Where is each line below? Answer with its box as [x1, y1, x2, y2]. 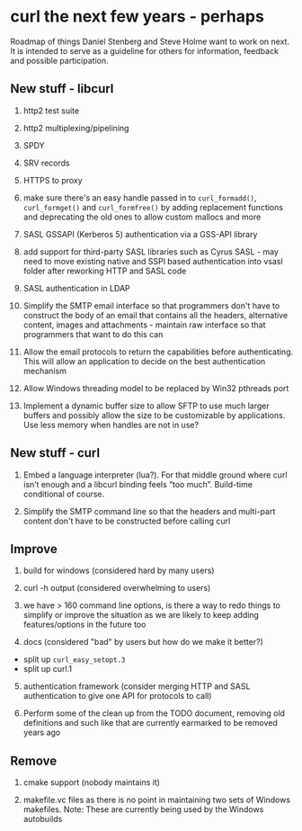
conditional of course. [22, 488, 105, 499]
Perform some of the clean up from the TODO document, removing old [22, 708, 286, 719]
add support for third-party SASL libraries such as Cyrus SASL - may [22, 246, 280, 257]
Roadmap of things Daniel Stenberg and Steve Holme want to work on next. [10, 36, 290, 47]
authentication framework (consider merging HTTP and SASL [22, 681, 251, 692]
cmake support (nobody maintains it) [22, 777, 161, 788]
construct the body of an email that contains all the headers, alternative [22, 309, 289, 320]
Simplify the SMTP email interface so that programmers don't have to [22, 299, 280, 311]
